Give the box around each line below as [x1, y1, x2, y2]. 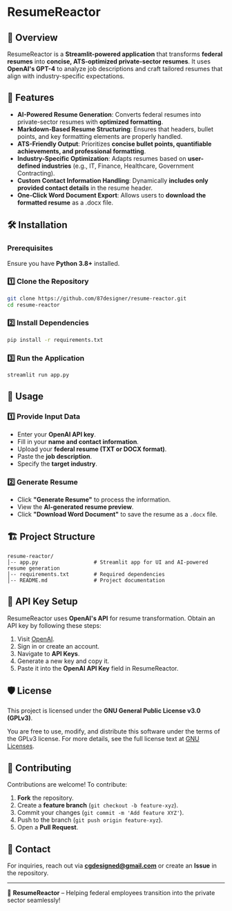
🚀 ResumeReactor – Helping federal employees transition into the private [7, 888, 215, 896]
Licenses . [7, 742, 35, 750]
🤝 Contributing [7, 762, 72, 774]
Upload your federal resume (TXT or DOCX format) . [17, 445, 167, 453]
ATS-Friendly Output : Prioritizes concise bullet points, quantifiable [17, 140, 212, 148]
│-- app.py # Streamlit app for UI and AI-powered [7, 559, 209, 566]
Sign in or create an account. [17, 642, 100, 650]
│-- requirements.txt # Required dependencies [7, 570, 166, 577]
